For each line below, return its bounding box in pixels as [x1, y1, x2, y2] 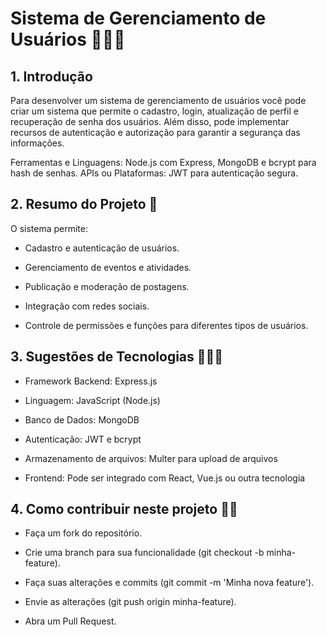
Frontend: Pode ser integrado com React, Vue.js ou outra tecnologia [24, 472, 306, 484]
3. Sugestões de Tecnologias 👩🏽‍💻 [10, 348, 224, 366]
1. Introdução [10, 68, 93, 85]
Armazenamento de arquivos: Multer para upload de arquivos [24, 452, 278, 464]
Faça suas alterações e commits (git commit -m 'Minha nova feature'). [24, 577, 315, 589]
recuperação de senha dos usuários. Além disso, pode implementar [10, 116, 290, 127]
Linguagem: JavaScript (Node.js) [24, 394, 161, 406]
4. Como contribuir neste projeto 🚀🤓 [10, 501, 238, 518]
